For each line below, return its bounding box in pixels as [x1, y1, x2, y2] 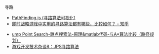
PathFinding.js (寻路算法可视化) [11, 15, 76, 21]
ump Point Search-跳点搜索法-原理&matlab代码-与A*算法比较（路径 [11, 31, 150, 37]
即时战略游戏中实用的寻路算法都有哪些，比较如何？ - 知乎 [11, 21, 129, 27]
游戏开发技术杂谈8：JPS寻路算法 [11, 44, 79, 49]
